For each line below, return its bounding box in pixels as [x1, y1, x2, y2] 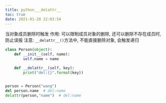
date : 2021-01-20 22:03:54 [5, 16, 61, 21]
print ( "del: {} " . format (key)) [23, 70, 84, 75]
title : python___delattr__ [5, 7, 61, 12]
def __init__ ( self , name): [14, 52, 70, 57]
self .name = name [23, 56, 59, 61]
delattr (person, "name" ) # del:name [5, 93, 81, 98]
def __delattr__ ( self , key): [14, 65, 75, 70]
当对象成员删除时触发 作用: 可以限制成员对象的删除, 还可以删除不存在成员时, [5, 31, 161, 37]
